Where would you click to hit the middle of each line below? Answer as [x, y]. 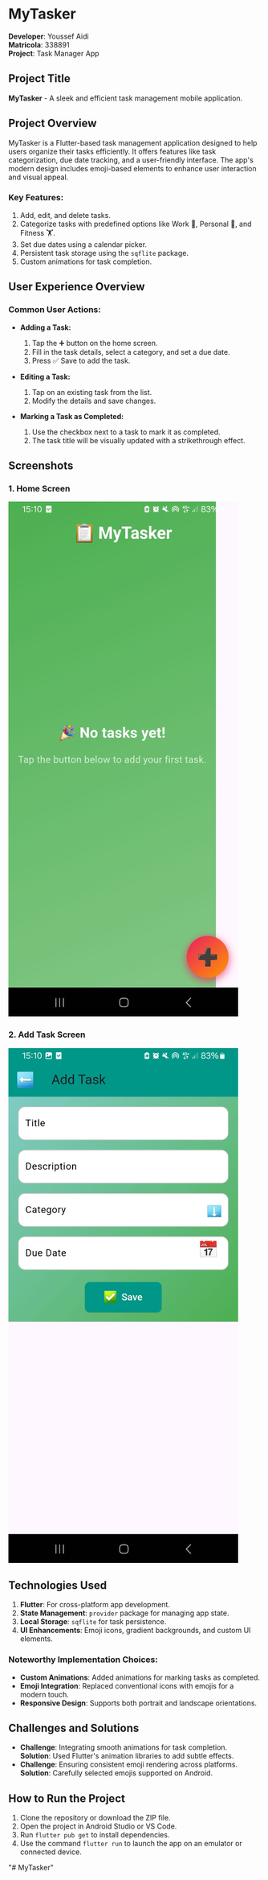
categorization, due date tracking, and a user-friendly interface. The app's [131, 160]
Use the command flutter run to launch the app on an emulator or [131, 1844]
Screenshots [41, 465]
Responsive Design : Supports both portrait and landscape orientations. [138, 1703]
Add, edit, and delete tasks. [65, 215]
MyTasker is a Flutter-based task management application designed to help [133, 142]
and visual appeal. [39, 177]
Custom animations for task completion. [86, 261]
